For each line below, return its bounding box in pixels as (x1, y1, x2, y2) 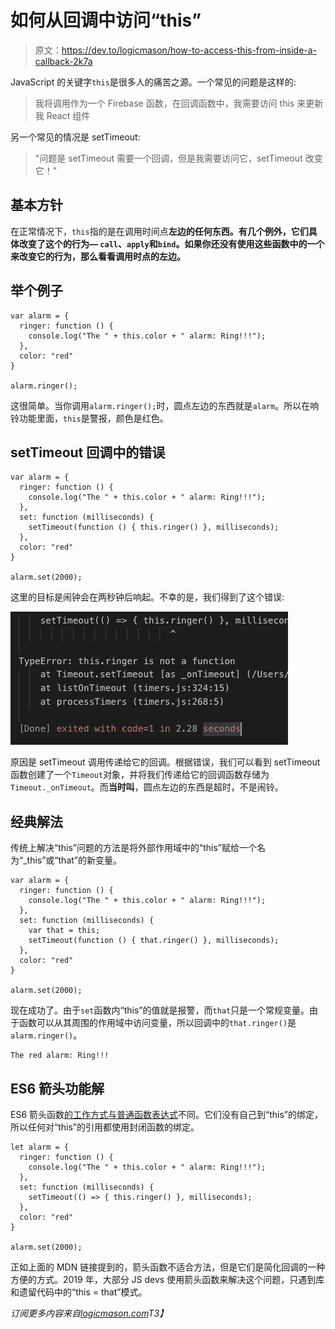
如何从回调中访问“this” (10, 9, 202, 32)
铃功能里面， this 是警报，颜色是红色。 (10, 412, 169, 424)
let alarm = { (10, 1142, 70, 1152)
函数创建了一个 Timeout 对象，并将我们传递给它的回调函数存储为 (10, 769, 270, 781)
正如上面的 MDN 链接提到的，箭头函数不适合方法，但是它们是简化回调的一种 (10, 1261, 326, 1273)
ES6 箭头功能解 (10, 1080, 105, 1097)
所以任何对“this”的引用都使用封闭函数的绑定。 (10, 1121, 200, 1133)
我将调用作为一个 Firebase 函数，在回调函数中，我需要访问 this (34, 97, 295, 109)
